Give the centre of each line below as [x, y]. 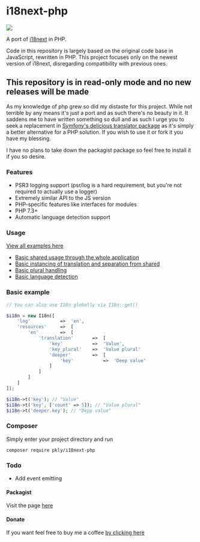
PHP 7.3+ [26, 211]
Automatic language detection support [62, 217]
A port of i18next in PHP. [36, 39]
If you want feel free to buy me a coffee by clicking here [76, 533]
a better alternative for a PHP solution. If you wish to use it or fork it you [95, 132]
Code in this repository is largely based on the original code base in [90, 51]
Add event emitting [38, 478]
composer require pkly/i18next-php [51, 450]
